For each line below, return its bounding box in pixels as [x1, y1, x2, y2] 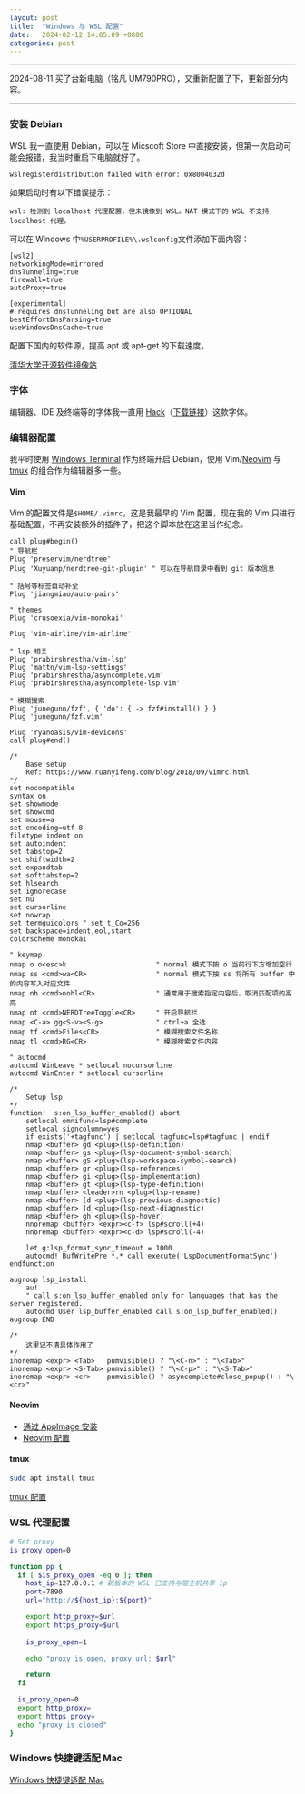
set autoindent [9, 839, 67, 848]
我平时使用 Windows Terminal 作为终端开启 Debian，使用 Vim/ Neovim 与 [9, 454, 281, 465]
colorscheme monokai [9, 935, 88, 944]
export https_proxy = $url [25, 1621, 120, 1630]
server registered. [9, 1299, 84, 1309]
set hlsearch [9, 879, 59, 888]
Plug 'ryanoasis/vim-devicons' [9, 728, 128, 738]
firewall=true [9, 275, 64, 284]
